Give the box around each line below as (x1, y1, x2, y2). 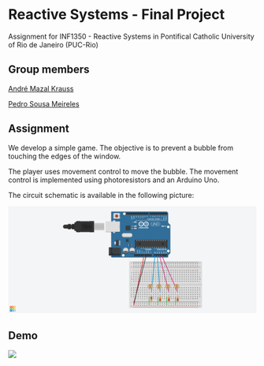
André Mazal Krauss (8, 84, 74, 93)
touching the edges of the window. (8, 151, 121, 161)
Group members (8, 63, 90, 77)
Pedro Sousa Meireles (8, 99, 80, 108)
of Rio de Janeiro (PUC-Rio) (8, 39, 99, 49)
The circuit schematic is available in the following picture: (8, 190, 195, 200)
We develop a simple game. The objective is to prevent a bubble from (8, 143, 234, 152)
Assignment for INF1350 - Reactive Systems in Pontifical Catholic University (8, 32, 255, 41)
